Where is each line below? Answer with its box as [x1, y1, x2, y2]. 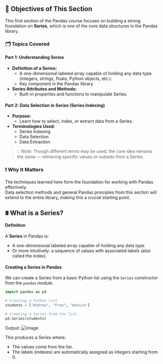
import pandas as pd [5, 290, 47, 294]
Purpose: [12, 113, 32, 119]
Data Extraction [19, 139, 50, 145]
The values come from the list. [12, 344, 73, 349]
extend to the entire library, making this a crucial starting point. [5, 195, 130, 200]
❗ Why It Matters [5, 166, 44, 173]
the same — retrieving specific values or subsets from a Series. [16, 154, 144, 160]
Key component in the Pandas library [19, 81, 94, 87]
